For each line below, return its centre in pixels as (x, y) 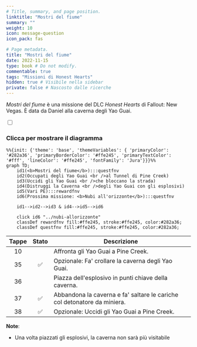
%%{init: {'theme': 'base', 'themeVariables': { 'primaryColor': (87, 151)
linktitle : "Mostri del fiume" (44, 17)
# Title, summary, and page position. (53, 11)
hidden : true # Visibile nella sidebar (55, 82)
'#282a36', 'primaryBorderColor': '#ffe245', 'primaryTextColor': (89, 156)
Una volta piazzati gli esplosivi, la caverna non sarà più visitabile (92, 338)
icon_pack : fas (25, 39)
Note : (13, 326)
